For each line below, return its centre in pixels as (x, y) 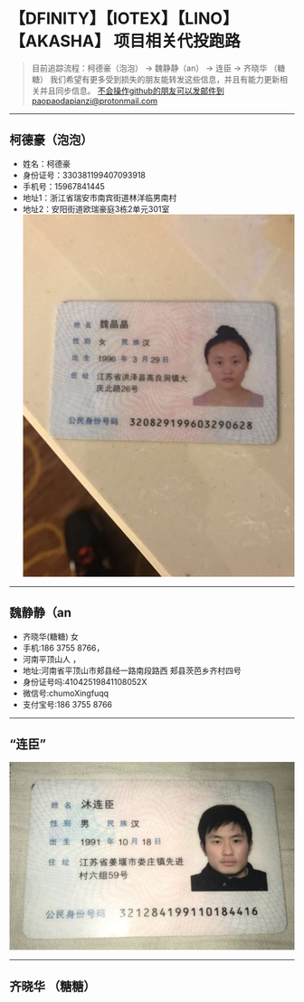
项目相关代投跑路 (177, 41)
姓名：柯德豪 (46, 163)
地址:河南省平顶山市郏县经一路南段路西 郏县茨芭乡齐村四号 (132, 670)
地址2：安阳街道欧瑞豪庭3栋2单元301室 (96, 208)
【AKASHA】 (60, 41)
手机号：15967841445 (64, 186)
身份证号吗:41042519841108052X (85, 681)
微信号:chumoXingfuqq (66, 693)
